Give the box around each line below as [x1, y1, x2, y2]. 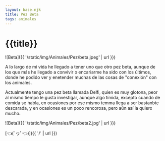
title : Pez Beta [5, 12, 39, 17]
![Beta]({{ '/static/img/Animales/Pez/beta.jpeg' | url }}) [5, 54, 116, 60]
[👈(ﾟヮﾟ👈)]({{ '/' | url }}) [5, 130, 57, 137]
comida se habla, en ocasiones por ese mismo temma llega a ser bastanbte [5, 100, 159, 106]
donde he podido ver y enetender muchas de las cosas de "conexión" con [5, 74, 157, 80]
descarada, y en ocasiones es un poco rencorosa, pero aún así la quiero [5, 105, 153, 111]
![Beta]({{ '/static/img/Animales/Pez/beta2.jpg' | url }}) [5, 120, 116, 126]
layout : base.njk [5, 7, 41, 12]
